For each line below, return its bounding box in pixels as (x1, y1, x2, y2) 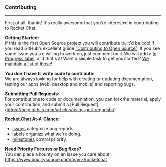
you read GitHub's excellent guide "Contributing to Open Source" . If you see (5, 45, 160, 51)
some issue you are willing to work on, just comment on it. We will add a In (5, 51, 157, 56)
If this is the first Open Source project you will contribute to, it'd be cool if (5, 40, 155, 46)
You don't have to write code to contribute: (5, 71, 95, 77)
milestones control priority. (12, 136, 67, 142)
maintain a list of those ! (5, 61, 53, 67)
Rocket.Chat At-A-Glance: (5, 116, 60, 122)
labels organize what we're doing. (12, 131, 82, 137)
